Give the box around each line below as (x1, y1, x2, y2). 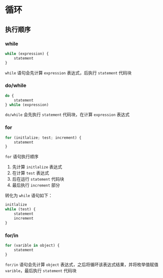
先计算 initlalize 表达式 (12, 164, 62, 170)
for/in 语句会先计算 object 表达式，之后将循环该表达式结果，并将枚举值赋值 (5, 261, 159, 267)
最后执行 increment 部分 (12, 182, 60, 188)
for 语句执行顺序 (5, 154, 39, 160)
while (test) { (5, 207, 36, 212)
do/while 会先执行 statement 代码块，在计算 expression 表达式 (5, 111, 130, 117)
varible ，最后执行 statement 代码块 (5, 267, 77, 273)
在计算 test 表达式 (12, 170, 50, 176)
